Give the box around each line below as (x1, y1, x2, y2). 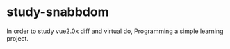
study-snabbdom (6, 4, 109, 20)
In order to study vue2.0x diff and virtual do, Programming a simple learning (6, 27, 224, 35)
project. (6, 34, 29, 42)
